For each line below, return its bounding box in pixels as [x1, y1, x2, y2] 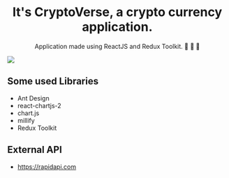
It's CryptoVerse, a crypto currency [12, 4, 223, 20]
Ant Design [17, 94, 50, 102]
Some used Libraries [7, 75, 99, 87]
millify [17, 116, 35, 124]
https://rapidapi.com [17, 162, 77, 171]
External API [7, 144, 63, 156]
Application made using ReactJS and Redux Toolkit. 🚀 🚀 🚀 [34, 42, 200, 50]
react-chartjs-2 [17, 101, 61, 110]
